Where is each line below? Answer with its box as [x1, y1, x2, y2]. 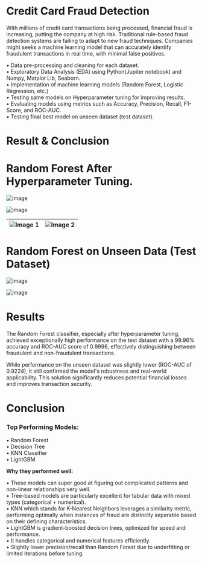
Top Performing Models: [6, 423, 80, 431]
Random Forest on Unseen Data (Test [6, 245, 197, 258]
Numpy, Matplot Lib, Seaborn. [6, 74, 81, 82]
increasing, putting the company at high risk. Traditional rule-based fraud [6, 30, 188, 37]
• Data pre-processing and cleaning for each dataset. [6, 62, 140, 69]
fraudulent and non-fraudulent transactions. [6, 349, 116, 356]
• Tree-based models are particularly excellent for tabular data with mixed [6, 492, 191, 500]
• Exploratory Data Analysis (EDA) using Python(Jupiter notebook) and [6, 68, 182, 75]
